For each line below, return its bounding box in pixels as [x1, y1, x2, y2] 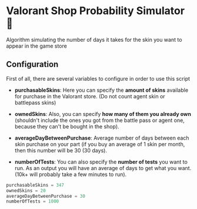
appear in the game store [6, 42, 68, 49]
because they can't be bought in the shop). [14, 122, 119, 130]
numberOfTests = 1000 [6, 198, 59, 204]
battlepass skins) [14, 99, 56, 106]
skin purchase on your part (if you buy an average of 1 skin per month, [14, 140, 185, 148]
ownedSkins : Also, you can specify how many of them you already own [14, 110, 191, 117]
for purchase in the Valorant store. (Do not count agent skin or [14, 92, 166, 99]
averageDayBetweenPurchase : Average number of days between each [14, 134, 189, 141]
